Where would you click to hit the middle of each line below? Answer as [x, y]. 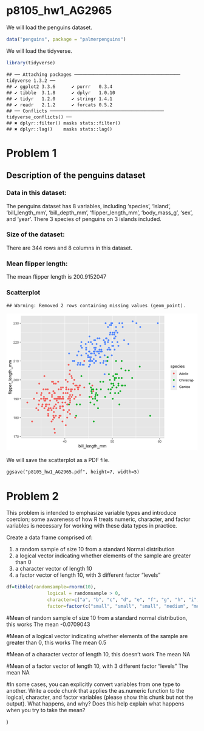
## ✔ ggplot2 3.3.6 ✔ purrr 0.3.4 [59, 87]
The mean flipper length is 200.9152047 [56, 277]
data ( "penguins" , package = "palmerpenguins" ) [66, 39]
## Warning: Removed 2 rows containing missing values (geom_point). [96, 306]
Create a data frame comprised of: [49, 537]
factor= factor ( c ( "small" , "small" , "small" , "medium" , [118, 607]
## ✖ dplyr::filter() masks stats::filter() [63, 123]
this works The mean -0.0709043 [48, 624]
